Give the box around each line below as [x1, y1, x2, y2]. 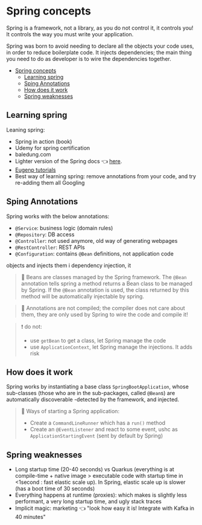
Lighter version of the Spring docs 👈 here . [14, 157, 122, 164]
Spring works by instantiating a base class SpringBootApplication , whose [6, 383, 189, 390]
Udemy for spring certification [14, 144, 90, 152]
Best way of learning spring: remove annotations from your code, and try [14, 172, 197, 179]
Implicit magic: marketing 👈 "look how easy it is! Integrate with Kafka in [14, 504, 195, 512]
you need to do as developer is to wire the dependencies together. [6, 55, 172, 62]
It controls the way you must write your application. [6, 30, 134, 37]
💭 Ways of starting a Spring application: [21, 408, 119, 415]
